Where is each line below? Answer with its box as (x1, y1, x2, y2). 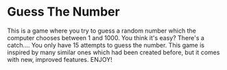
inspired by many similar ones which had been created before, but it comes (7, 48, 220, 56)
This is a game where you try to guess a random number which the (7, 27, 197, 35)
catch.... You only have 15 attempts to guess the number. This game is (7, 41, 204, 49)
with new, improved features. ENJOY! (7, 55, 112, 63)
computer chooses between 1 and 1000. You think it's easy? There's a (7, 33, 204, 41)
